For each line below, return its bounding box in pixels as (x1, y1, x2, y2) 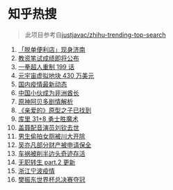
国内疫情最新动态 (17, 80, 67, 88)
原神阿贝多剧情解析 (17, 97, 74, 105)
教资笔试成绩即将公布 (17, 53, 79, 62)
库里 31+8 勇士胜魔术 (17, 114, 79, 123)
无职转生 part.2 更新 (17, 157, 76, 166)
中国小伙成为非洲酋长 (17, 88, 79, 97)
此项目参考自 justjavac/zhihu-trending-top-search (24, 31, 166, 39)
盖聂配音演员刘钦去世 (17, 123, 79, 132)
